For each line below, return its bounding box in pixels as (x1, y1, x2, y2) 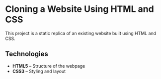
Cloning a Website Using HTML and (5, 3, 154, 15)
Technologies (5, 50, 49, 58)
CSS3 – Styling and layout (12, 68, 66, 74)
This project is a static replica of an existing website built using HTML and (5, 30, 157, 36)
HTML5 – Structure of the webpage (12, 63, 85, 69)
